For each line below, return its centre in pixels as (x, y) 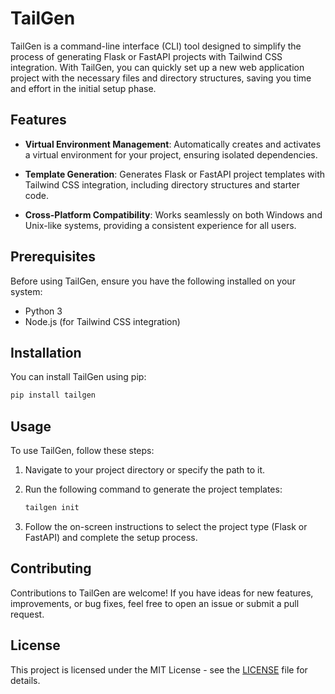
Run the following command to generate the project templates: (153, 489)
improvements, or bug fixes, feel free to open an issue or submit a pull (155, 603)
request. (27, 614)
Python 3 (43, 311)
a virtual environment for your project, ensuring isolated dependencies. (171, 154)
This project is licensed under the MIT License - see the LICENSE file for (159, 669)
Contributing (51, 568)
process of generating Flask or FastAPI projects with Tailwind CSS (146, 56)
